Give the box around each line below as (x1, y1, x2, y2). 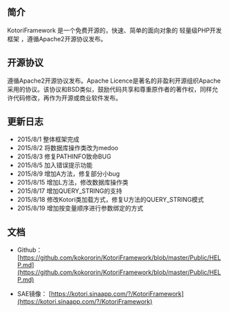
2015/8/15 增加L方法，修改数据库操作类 (17, 178, 129, 187)
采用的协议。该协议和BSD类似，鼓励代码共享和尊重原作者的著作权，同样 (7, 85, 212, 93)
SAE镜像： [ (17, 290, 52, 298)
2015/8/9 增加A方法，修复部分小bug (17, 169, 120, 178)
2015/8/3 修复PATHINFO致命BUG (17, 152, 111, 160)
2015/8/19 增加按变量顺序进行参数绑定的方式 (17, 204, 144, 212)
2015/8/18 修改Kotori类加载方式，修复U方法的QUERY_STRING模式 (17, 196, 204, 204)
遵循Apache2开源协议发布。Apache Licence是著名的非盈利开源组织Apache (7, 76, 221, 85)
